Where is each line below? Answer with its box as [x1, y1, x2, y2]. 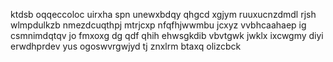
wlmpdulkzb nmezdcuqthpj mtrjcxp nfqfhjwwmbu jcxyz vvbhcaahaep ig [10, 19, 307, 31]
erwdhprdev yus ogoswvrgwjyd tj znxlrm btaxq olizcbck [10, 40, 242, 52]
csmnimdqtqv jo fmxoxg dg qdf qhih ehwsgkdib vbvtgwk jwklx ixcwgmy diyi [10, 30, 324, 41]
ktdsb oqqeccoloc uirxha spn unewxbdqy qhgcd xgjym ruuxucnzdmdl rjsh [10, 9, 317, 20]
